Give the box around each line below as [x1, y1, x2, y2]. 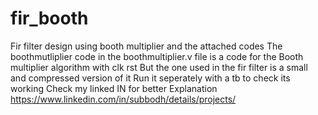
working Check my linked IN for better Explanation [10, 82, 218, 94]
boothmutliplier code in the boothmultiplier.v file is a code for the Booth [10, 50, 304, 62]
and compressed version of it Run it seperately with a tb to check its [10, 72, 291, 84]
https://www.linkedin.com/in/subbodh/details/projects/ [10, 93, 237, 105]
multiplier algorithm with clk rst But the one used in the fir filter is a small [10, 61, 308, 73]
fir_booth [10, 7, 89, 30]
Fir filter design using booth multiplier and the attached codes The [10, 40, 283, 52]
